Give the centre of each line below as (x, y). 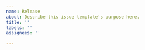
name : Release (23, 11)
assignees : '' (23, 33)
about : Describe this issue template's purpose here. (73, 17)
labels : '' (19, 28)
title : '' (18, 22)
